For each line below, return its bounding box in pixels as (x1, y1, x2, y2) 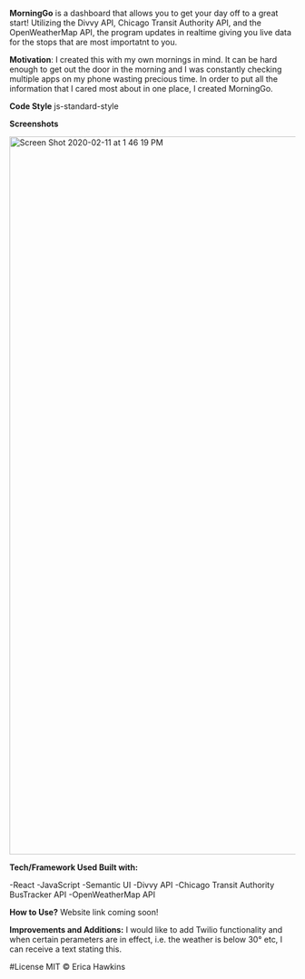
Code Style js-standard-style (9, 101, 120, 112)
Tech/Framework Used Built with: (9, 862, 139, 873)
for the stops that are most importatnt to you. (9, 36, 178, 47)
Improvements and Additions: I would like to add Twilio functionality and (9, 925, 283, 934)
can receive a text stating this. (9, 944, 123, 954)
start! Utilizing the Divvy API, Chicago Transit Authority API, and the (9, 17, 261, 28)
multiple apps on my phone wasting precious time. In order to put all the (9, 74, 279, 84)
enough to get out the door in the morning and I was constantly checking (9, 64, 282, 74)
